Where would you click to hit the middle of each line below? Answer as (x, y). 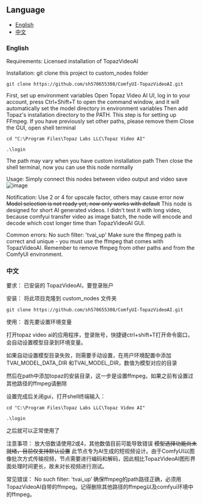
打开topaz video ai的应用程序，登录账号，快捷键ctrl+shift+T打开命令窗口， (100, 335)
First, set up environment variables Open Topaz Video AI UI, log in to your (98, 95)
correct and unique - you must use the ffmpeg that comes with (85, 241)
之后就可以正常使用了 (33, 430)
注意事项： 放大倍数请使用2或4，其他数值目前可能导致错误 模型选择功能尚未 (102, 444)
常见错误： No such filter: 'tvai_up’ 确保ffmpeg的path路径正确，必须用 (94, 479)
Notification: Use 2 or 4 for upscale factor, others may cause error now (95, 198)
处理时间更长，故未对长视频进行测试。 (59, 466)
